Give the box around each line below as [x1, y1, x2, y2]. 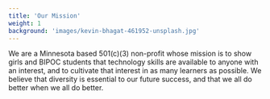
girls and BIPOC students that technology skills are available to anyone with [8, 57, 259, 67]
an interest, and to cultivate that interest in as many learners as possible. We [8, 66, 262, 76]
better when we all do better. [8, 83, 104, 93]
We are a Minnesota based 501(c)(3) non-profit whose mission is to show [8, 49, 252, 59]
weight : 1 [8, 19, 42, 27]
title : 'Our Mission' [8, 11, 81, 20]
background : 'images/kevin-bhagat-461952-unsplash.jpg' [8, 27, 200, 35]
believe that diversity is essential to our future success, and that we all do [8, 74, 252, 85]
